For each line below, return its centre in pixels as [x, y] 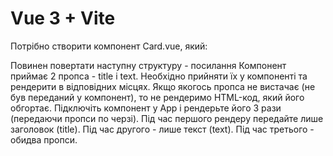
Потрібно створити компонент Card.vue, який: [109, 46]
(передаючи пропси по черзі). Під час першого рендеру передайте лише [167, 118]
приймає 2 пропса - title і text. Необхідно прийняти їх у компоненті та [159, 76]
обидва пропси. [44, 139]
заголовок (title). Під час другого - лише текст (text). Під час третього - [162, 129]
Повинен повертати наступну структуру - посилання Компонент [148, 65]
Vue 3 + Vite [63, 18]
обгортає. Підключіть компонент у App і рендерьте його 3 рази [146, 108]
